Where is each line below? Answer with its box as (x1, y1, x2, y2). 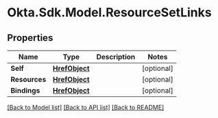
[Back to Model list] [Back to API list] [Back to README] (7, 104, 165, 111)
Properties (7, 32, 53, 44)
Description (96, 53, 136, 61)
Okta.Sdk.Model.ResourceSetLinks (7, 5, 212, 20)
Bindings (10, 86, 40, 95)
